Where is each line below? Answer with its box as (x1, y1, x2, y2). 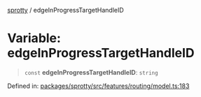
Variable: (7, 31, 62, 46)
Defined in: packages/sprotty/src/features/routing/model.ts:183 (7, 82, 190, 90)
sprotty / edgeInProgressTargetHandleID (7, 6, 124, 14)
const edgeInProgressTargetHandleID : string (24, 68, 159, 76)
